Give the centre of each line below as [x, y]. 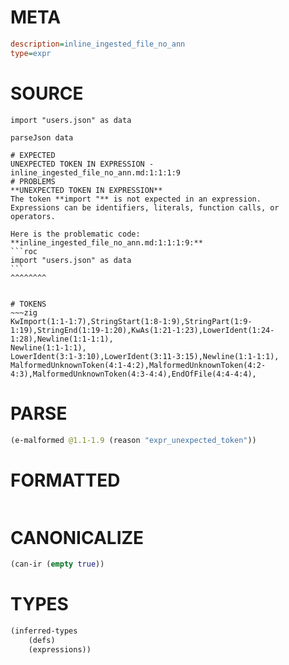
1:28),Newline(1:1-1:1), [62, 339]
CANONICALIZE [77, 537]
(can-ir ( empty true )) [57, 564]
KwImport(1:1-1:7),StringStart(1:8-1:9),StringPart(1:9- [131, 321]
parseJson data [42, 137]
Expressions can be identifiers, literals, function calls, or [145, 207]
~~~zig [24, 312]
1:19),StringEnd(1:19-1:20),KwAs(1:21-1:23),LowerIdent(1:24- [142, 330]
